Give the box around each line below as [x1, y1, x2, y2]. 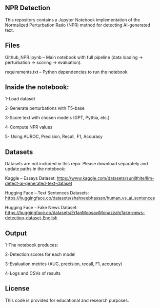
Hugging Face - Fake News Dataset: [5, 205, 78, 211]
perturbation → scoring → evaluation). [5, 59, 82, 65]
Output [5, 229, 27, 237]
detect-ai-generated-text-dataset [5, 180, 72, 187]
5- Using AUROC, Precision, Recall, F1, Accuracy [5, 134, 103, 139]
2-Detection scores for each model [5, 251, 76, 257]
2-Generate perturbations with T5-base [5, 105, 85, 111]
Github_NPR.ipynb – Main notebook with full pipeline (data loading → [5, 54, 143, 60]
